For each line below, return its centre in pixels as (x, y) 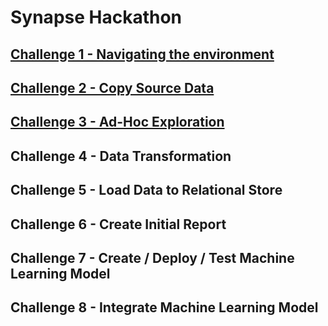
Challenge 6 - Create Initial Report (118, 224)
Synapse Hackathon (96, 17)
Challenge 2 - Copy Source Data (112, 87)
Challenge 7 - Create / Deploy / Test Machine (152, 257)
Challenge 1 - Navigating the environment (142, 54)
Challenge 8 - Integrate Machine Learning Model (164, 307)
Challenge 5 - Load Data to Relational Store (146, 190)
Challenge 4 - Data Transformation (121, 156)
